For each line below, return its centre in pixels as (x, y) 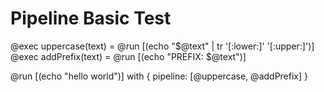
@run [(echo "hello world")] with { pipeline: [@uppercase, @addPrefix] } (159, 76)
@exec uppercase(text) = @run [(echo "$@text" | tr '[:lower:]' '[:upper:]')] (162, 46)
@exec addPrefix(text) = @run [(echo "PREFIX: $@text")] (128, 56)
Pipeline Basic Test (91, 18)
